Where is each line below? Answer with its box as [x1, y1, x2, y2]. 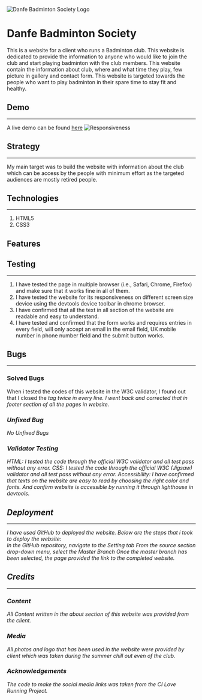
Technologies [7, 193, 59, 203]
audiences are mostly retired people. [7, 176, 98, 183]
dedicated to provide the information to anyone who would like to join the [7, 53, 188, 60]
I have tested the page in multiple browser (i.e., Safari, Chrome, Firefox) [15, 280, 192, 288]
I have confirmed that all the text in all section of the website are [15, 306, 174, 313]
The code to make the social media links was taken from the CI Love [7, 680, 176, 688]
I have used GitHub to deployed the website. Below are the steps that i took [7, 529, 194, 536]
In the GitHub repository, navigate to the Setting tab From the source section [7, 542, 196, 549]
